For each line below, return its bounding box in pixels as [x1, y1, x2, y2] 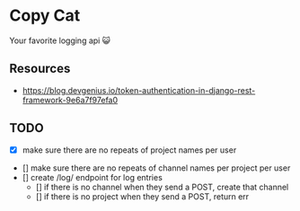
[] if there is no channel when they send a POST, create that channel [35, 181, 289, 192]
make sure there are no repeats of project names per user [22, 145, 237, 155]
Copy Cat [9, 5, 81, 26]
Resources [9, 61, 71, 76]
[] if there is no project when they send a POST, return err [35, 190, 250, 202]
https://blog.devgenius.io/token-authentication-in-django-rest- [22, 84, 256, 95]
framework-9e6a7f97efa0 [22, 94, 119, 105]
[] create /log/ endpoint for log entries [22, 171, 163, 182]
